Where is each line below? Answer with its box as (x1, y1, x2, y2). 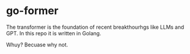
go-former (6, 4, 59, 18)
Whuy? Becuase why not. (6, 41, 68, 48)
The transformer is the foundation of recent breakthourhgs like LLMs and (6, 23, 185, 31)
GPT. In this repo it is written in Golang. (6, 29, 102, 36)
